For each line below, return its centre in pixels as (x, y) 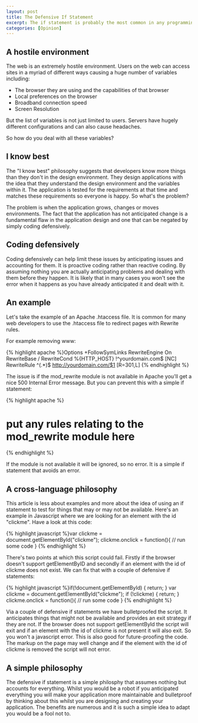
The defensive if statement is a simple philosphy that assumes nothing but (96, 682)
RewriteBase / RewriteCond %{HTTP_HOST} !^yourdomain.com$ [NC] (91, 358)
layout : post (22, 12)
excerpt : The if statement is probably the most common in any (85, 22)
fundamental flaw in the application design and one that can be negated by (97, 220)
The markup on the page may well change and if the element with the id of (97, 643)
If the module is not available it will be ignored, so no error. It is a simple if (95, 464)
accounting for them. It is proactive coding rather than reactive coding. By (96, 265)
